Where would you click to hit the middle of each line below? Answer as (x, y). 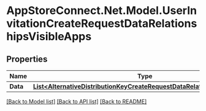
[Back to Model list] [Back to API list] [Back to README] (77, 102)
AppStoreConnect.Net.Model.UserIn (102, 11)
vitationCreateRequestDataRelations (102, 23)
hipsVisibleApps (49, 37)
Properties (27, 59)
